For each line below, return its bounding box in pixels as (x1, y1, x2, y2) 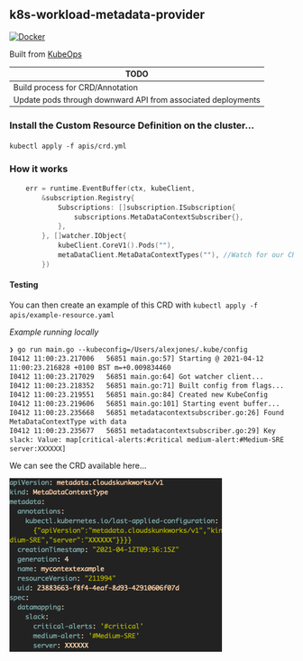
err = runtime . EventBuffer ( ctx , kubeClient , (25, 184, 196, 193)
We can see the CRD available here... (9, 460, 147, 471)
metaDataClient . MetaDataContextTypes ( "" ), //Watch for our (57, 251, 284, 260)
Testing (9, 280, 39, 290)
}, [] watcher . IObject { (41, 232, 127, 241)
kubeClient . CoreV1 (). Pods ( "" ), (57, 241, 176, 251)
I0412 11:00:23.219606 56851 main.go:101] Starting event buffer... (9, 399, 280, 409)
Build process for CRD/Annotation (13, 81, 138, 93)
